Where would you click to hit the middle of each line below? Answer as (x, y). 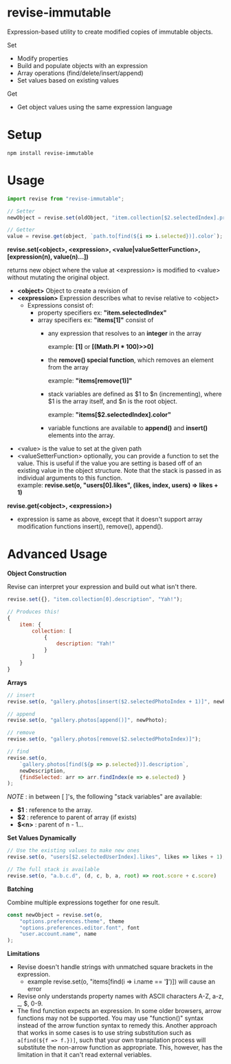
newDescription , (43, 771)
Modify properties (43, 58)
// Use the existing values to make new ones (73, 851)
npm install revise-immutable (51, 153)
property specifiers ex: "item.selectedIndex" (102, 313)
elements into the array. (81, 436)
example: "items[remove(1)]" (90, 381)
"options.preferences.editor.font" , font (79, 928)
